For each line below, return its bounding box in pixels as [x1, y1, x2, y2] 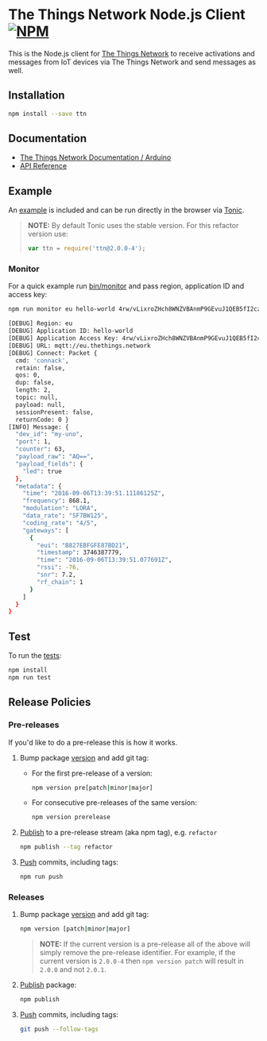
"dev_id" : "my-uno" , [15, 431, 83, 439]
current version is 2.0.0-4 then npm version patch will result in [39, 956, 244, 966]
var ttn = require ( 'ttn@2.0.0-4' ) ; [27, 245, 146, 253]
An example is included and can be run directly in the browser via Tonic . [8, 205, 245, 215]
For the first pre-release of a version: [31, 768, 153, 778]
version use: [27, 229, 69, 239]
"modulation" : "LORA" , [22, 505, 98, 513]
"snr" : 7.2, [37, 571, 77, 579]
